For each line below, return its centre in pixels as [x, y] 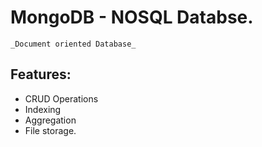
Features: [41, 74]
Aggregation [50, 120]
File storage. [50, 130]
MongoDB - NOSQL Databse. [132, 17]
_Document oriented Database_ [73, 44]
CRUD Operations [61, 98]
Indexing [43, 109]
